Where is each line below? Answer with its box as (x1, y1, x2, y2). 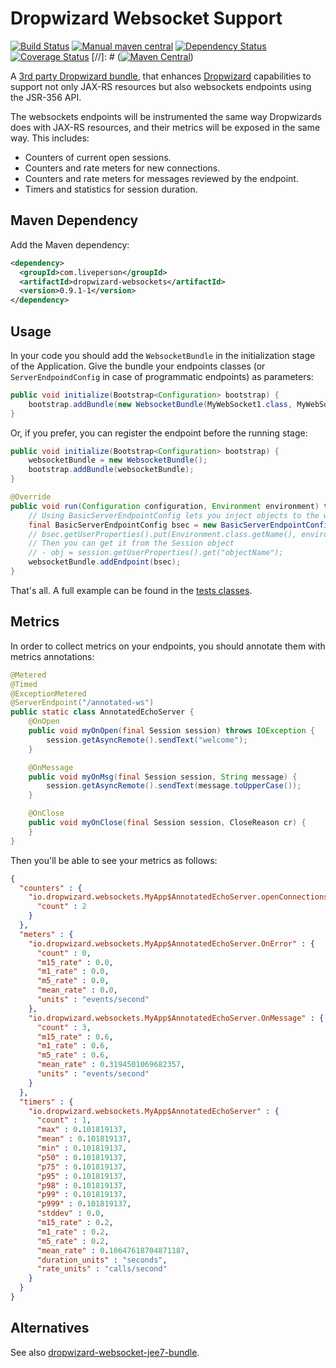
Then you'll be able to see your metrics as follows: (10, 854, 218, 866)
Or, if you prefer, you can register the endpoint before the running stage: (10, 427, 308, 439)
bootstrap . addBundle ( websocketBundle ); (28, 465, 195, 475)
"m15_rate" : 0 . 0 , (36, 957, 114, 967)
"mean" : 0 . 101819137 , (36, 1134, 132, 1144)
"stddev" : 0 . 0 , (36, 1208, 105, 1219)
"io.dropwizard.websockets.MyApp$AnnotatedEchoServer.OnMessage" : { (28, 1013, 325, 1023)
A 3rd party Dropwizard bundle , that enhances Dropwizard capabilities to (10, 70, 312, 82)
